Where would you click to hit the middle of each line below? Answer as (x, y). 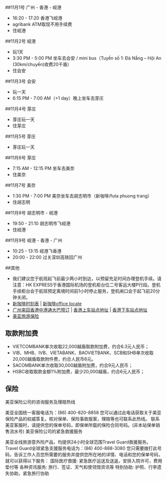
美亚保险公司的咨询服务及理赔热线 (40, 402)
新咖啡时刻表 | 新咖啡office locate (47, 304)
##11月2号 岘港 (20, 41)
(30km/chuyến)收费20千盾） (42, 64)
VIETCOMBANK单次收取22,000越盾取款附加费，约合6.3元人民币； (81, 346)
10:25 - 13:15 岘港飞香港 (37, 251)
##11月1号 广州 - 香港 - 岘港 (33, 7)
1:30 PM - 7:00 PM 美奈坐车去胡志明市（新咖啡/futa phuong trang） (82, 196)
